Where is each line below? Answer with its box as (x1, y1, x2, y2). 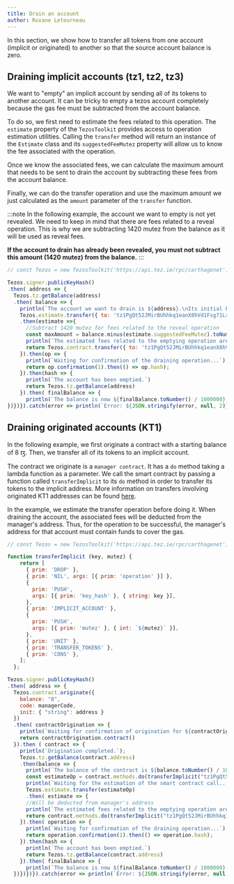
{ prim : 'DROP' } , (25, 566, 79, 574)
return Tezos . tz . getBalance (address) (25, 383, 136, 390)
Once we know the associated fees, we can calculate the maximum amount (7, 161, 224, 169)
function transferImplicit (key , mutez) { (7, 554, 132, 561)
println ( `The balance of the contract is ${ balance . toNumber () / (25, 767, 219, 774)
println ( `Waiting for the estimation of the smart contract (25, 780, 204, 787)
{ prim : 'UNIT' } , (25, 637, 79, 645)
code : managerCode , (19, 702, 77, 709)
